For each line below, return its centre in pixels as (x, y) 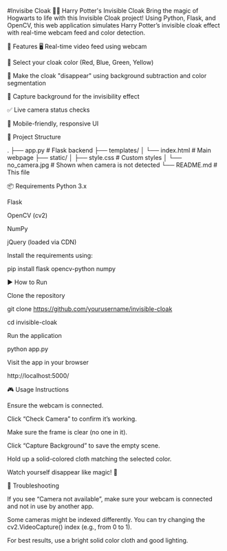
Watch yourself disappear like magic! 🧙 (63, 472)
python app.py (28, 349)
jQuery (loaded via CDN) (42, 242)
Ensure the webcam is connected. (55, 405)
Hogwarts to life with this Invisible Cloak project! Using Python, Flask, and (112, 18)
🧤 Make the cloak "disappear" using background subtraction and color (107, 76)
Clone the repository (36, 295)
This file (19, 172)
